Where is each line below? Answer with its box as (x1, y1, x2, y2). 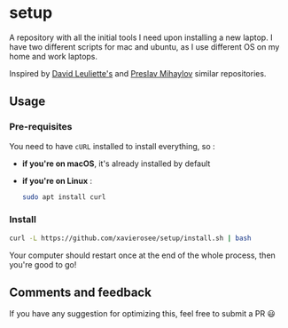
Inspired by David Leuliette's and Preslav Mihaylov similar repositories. (9, 68, 267, 78)
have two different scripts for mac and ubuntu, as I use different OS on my (9, 41, 280, 52)
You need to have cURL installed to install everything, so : (9, 140, 215, 151)
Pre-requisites (9, 121, 73, 133)
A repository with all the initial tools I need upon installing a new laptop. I (9, 32, 273, 43)
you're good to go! (9, 259, 77, 269)
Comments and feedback (9, 285, 152, 300)
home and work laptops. (9, 51, 98, 61)
